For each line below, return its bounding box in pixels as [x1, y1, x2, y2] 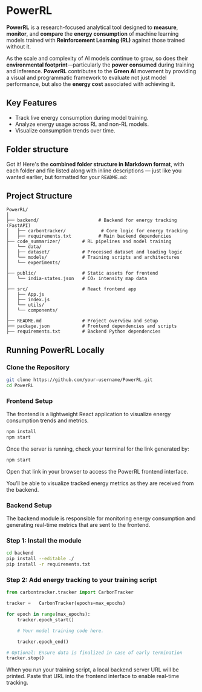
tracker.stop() [6, 655, 45, 661]
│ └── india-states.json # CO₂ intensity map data [6, 276, 148, 282]
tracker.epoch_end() [17, 639, 69, 645]
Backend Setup [6, 501, 53, 509]
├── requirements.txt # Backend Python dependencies [6, 328, 161, 335]
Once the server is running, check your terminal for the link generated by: [6, 445, 189, 452]
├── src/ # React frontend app [6, 286, 137, 292]
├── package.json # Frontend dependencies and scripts [6, 323, 177, 330]
